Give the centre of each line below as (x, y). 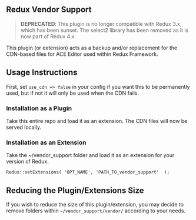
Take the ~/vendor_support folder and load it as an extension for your (90, 155)
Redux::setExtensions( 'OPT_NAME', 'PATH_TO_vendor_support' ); (88, 172)
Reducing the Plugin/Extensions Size (75, 190)
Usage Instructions (42, 73)
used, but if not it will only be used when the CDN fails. (73, 93)
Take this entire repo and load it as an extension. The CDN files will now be (97, 121)
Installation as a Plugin (39, 108)
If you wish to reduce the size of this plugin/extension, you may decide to (95, 205)
